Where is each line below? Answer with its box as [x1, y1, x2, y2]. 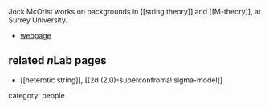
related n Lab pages [8, 54, 107, 67]
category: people [8, 90, 66, 100]
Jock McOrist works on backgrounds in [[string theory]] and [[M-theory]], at [8, 7, 261, 16]
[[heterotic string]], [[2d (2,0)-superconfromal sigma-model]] [19, 75, 223, 85]
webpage [19, 31, 52, 40]
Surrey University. [8, 15, 68, 25]
